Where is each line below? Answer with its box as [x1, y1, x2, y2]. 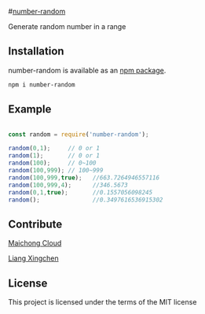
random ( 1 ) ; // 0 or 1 [8, 152, 101, 160]
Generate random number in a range [8, 22, 126, 31]
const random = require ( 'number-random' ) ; [8, 130, 149, 139]
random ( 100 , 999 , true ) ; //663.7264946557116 [8, 173, 159, 182]
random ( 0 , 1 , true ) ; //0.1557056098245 [8, 188, 153, 196]
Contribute [8, 217, 63, 231]
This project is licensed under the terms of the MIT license [8, 297, 197, 306]
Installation [8, 45, 64, 58]
